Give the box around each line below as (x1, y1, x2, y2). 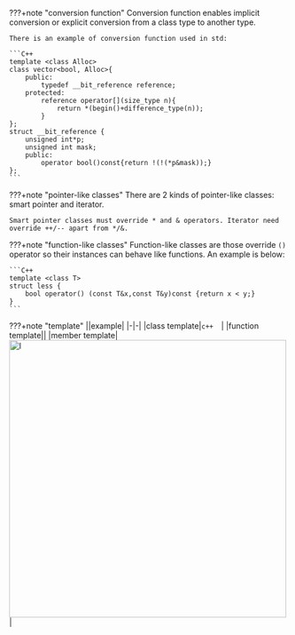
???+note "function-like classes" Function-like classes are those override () (9, 240, 286, 250)
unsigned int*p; (25, 135, 86, 144)
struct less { (9, 282, 62, 290)
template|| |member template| (9, 330, 118, 340)
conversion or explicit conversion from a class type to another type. (9, 17, 257, 28)
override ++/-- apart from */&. (9, 224, 128, 233)
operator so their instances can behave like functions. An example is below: (9, 249, 285, 259)
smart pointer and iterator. (9, 199, 105, 210)
